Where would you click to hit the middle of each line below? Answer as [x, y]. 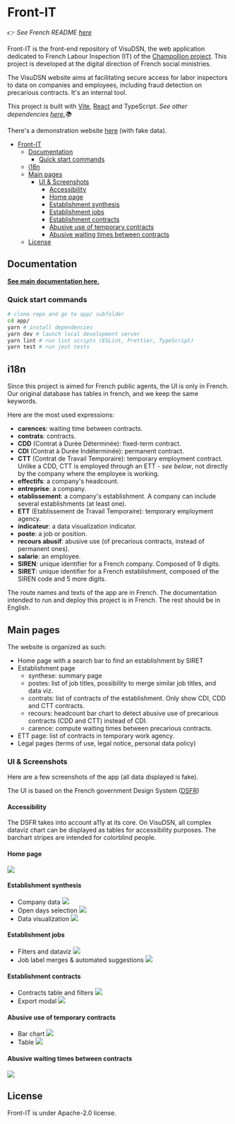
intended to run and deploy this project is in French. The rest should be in [114, 600]
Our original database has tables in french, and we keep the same [103, 394]
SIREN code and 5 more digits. [62, 579]
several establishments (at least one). [72, 504]
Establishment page [46, 668]
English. [19, 608]
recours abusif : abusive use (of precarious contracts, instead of [111, 541]
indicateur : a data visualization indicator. [77, 526]
